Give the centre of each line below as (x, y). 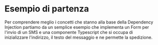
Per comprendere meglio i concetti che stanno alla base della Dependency (79, 22)
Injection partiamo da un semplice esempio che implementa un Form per (77, 27)
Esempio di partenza (47, 9)
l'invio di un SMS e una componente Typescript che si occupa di (69, 32)
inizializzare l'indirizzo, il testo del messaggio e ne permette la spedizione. (79, 37)
